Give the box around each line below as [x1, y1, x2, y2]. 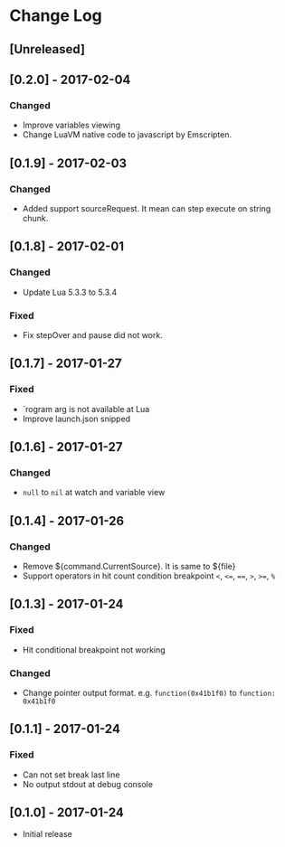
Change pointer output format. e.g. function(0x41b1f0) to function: [22, 687, 276, 698]
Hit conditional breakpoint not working [22, 644, 166, 655]
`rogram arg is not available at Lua [22, 403, 150, 414]
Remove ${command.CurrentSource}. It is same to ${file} [22, 561, 236, 571]
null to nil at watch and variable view [22, 487, 166, 498]
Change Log [9, 5, 102, 26]
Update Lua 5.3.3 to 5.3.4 [22, 287, 118, 297]
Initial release [22, 829, 72, 840]
